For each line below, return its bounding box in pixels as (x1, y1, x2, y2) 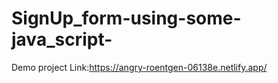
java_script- (11, 28, 113, 51)
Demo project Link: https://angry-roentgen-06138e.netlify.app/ (11, 61, 268, 73)
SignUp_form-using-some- (11, 7, 242, 30)
